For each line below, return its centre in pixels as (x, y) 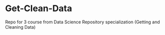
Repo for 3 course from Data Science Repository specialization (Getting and (82, 22)
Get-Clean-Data (39, 9)
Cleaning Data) (20, 27)
